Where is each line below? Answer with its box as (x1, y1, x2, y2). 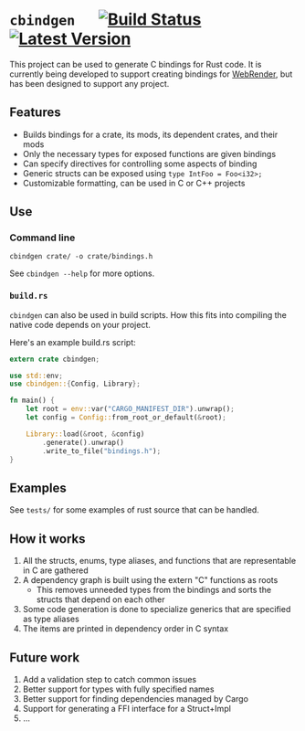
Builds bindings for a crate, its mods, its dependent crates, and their (22, 129, 279, 140)
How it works (9, 531, 86, 546)
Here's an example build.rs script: (9, 336, 137, 347)
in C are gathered (22, 565, 89, 576)
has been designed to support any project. (9, 78, 170, 89)
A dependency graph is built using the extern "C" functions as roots (22, 575, 279, 586)
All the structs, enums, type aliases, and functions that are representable (22, 556, 297, 567)
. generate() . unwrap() (42, 438, 125, 447)
